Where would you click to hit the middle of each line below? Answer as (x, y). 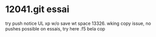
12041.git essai (37, 9)
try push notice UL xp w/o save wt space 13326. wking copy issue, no (78, 23)
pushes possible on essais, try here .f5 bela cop (55, 28)
